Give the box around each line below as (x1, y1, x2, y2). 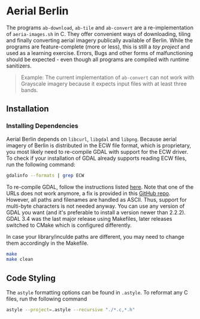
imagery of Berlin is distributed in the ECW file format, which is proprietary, (6, 142, 192, 149)
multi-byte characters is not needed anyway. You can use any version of (6, 202, 185, 209)
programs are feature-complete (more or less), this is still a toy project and (6, 43, 190, 50)
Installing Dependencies (6, 121, 79, 130)
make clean (6, 256, 34, 263)
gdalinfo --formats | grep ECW (6, 172, 84, 178)
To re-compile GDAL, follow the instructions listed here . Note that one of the (6, 183, 194, 190)
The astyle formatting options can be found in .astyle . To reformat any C (6, 289, 188, 296)
